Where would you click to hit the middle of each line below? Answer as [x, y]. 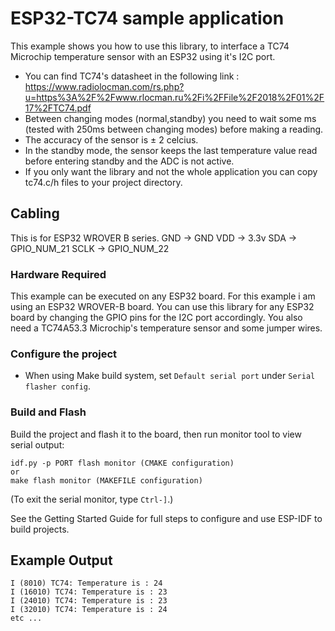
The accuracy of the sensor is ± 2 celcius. [111, 139]
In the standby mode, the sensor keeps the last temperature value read [171, 150]
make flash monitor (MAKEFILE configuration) [106, 480]
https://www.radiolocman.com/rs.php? [104, 86]
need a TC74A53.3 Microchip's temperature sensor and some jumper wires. [166, 328]
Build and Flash [48, 412]
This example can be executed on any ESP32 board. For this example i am [163, 296]
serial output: [37, 444]
